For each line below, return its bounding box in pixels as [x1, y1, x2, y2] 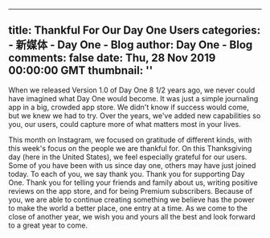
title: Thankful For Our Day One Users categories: [8, 23, 261, 37]
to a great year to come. [8, 220, 88, 230]
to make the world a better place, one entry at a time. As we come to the [8, 203, 247, 213]
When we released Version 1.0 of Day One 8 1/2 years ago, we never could [8, 85, 256, 95]
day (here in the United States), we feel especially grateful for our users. [8, 152, 247, 162]
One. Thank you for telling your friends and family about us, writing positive [8, 178, 259, 187]
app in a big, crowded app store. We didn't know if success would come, [8, 102, 249, 112]
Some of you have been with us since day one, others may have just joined [8, 160, 256, 170]
